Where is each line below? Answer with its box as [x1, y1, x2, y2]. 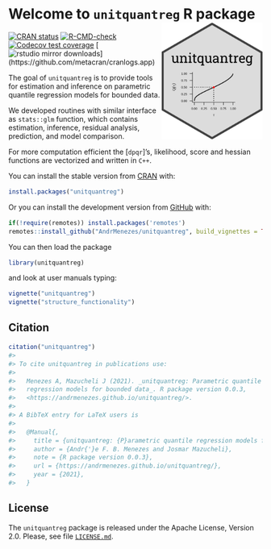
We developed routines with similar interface [8, 106, 157, 115]
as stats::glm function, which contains [8, 114, 139, 123]
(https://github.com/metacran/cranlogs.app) [8, 57, 156, 67]
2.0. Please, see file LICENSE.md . [8, 531, 115, 541]
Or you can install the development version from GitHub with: [8, 202, 211, 212]
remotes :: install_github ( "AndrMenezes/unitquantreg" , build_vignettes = [8, 227, 258, 235]
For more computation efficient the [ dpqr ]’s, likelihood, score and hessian [8, 147, 252, 156]
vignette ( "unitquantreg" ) [8, 289, 95, 298]
